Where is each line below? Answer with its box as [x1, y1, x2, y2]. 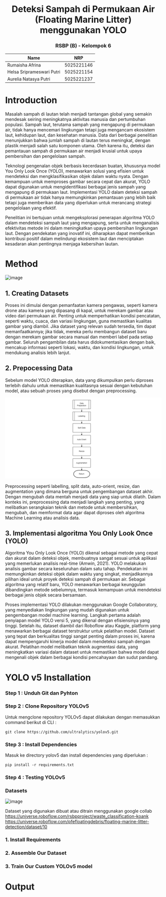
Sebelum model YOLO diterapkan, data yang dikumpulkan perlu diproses [5, 377, 154, 383]
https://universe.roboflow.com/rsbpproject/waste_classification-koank [5, 813, 149, 819]
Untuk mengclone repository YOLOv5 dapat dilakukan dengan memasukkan [5, 714, 160, 720]
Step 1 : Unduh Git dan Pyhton [5, 689, 78, 696]
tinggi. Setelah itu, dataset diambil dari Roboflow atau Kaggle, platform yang [5, 623, 161, 629]
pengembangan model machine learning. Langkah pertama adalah [5, 612, 141, 618]
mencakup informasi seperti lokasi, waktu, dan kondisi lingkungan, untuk [5, 344, 154, 350]
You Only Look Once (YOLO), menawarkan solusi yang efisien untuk [5, 168, 144, 174]
